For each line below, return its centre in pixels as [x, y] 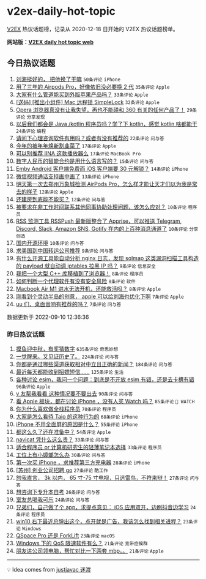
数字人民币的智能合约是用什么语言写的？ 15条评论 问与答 [85, 161]
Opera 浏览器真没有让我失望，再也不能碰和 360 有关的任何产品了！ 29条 [106, 110]
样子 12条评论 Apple [50, 192]
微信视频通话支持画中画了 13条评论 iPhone [67, 176]
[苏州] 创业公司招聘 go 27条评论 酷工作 [62, 470]
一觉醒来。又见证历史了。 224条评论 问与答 [67, 357]
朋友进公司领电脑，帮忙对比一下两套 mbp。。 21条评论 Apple [90, 551]
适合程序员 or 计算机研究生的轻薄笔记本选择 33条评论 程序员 [89, 447]
